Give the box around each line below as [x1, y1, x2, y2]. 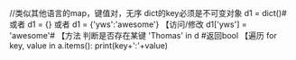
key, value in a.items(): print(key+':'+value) [9, 40, 169, 51]
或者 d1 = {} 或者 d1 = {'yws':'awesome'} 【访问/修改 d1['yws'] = [9, 19, 247, 30]
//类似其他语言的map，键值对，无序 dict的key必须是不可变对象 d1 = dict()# [9, 8, 287, 18]
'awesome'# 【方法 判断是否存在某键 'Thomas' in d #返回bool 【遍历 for [9, 30, 277, 40]
